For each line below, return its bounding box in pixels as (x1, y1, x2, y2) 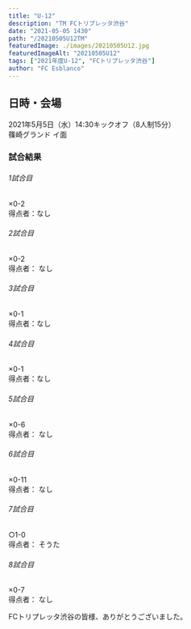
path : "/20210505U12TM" (8, 34, 89, 43)
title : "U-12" (8, 11, 56, 20)
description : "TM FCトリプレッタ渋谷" (8, 19, 129, 27)
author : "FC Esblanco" (8, 65, 85, 73)
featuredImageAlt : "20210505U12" (8, 49, 121, 57)
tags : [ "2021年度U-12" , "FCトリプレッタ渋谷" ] (8, 57, 156, 65)
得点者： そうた (8, 539, 60, 549)
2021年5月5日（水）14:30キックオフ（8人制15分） (8, 119, 176, 129)
